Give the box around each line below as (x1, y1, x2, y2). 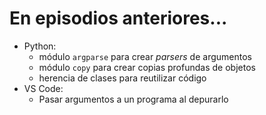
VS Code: (23, 82, 64, 94)
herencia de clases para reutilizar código (38, 72, 207, 84)
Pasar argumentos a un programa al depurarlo (38, 93, 229, 105)
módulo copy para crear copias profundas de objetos (38, 61, 256, 73)
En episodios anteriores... (9, 7, 228, 30)
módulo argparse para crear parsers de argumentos (38, 50, 252, 62)
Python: (23, 40, 57, 52)
